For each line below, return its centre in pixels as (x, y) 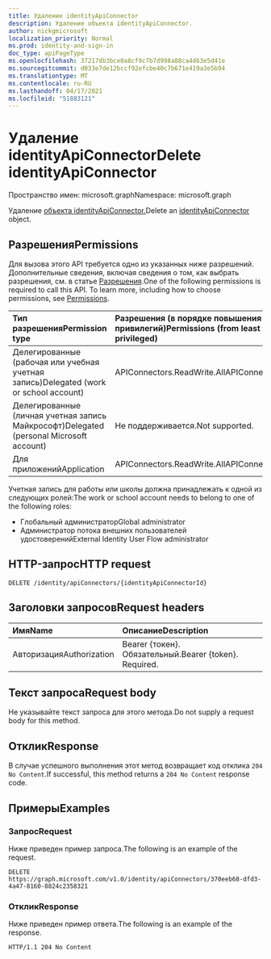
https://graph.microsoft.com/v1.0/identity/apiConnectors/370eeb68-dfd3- (135, 879)
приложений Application (58, 469)
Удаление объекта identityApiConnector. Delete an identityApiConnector (129, 211)
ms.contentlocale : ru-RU (50, 83)
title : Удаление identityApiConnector (73, 16)
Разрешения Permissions (73, 244)
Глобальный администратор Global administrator (102, 522)
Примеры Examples (59, 808)
